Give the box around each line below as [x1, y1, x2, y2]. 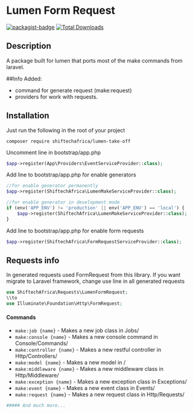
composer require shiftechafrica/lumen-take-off [6, 138, 131, 144]
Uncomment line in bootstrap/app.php [6, 149, 101, 156]
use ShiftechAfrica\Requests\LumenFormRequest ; [6, 290, 128, 296]
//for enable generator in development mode [6, 199, 120, 205]
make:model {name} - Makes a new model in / [14, 359, 125, 366]
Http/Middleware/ [14, 371, 59, 379]
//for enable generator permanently [6, 183, 98, 189]
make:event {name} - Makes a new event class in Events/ [14, 385, 155, 392]
